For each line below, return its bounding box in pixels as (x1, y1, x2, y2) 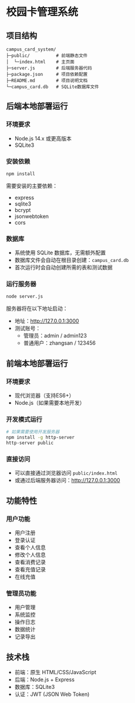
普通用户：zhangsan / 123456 (23, 339, 96, 347)
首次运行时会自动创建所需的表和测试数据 (14, 264, 113, 271)
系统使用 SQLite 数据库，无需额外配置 (14, 249, 106, 256)
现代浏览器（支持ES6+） (14, 392, 75, 399)
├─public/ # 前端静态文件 (6, 53, 88, 59)
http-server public (6, 440, 54, 446)
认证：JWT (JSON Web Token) (14, 691, 90, 698)
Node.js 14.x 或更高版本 (14, 134, 72, 142)
